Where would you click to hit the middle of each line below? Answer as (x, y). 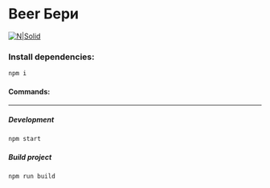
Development (31, 119)
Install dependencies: (51, 57)
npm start (25, 139)
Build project (30, 157)
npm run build (32, 177)
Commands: (29, 91)
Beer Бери (43, 14)
